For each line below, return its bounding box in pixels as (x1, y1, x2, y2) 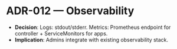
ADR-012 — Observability (6, 4, 135, 18)
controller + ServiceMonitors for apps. (14, 30, 108, 37)
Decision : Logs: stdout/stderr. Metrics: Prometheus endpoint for (14, 24, 171, 31)
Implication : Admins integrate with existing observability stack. (14, 36, 169, 43)
